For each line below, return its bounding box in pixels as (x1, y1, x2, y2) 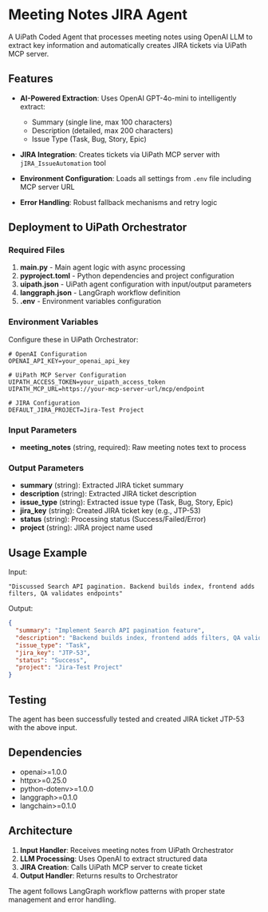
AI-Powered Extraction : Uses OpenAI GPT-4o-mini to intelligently (19, 93, 237, 103)
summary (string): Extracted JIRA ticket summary (19, 480, 184, 490)
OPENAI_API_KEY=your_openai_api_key (8, 357, 130, 365)
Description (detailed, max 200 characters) (31, 125, 174, 135)
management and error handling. (8, 894, 116, 904)
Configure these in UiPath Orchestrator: (8, 334, 139, 344)
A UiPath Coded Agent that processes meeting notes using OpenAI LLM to (8, 32, 253, 41)
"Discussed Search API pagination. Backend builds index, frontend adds (8, 582, 255, 591)
